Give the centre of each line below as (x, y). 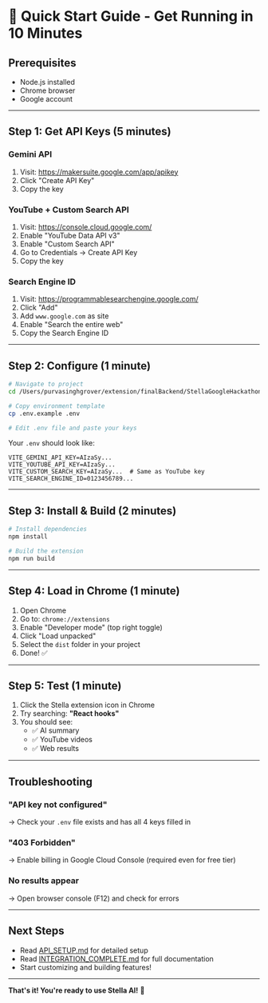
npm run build (32, 558)
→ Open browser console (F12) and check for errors (94, 898)
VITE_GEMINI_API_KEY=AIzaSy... (60, 458)
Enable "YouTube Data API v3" (70, 235)
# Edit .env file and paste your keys (73, 428)
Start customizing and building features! (85, 967)
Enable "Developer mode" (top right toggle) (91, 627)
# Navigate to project (46, 384)
